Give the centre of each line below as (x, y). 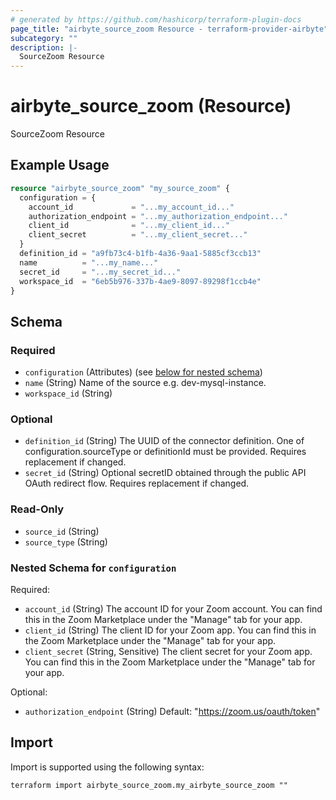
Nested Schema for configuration (93, 568)
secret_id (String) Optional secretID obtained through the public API (165, 473)
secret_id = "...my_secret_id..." (100, 272)
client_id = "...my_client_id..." (129, 226)
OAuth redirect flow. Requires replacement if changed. (137, 483)
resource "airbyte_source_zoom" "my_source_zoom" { (120, 188)
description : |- (44, 47)
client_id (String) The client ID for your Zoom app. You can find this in (170, 630)
